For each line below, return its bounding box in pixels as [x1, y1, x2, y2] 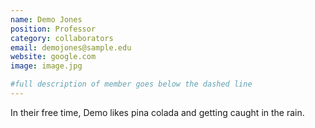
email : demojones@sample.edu [10, 42, 132, 53]
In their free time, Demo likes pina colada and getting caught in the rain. [10, 106, 305, 118]
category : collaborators [10, 33, 114, 43]
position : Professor [10, 24, 97, 34]
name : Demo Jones [10, 14, 83, 25]
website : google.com [10, 52, 97, 62]
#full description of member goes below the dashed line [10, 79, 253, 90]
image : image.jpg [10, 61, 83, 71]
